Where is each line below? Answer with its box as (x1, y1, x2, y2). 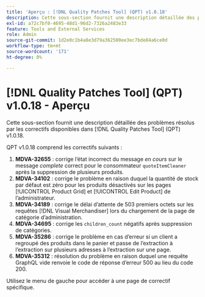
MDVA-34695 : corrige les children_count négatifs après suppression (15, 220, 192, 227)
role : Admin (6, 32, 37, 38)
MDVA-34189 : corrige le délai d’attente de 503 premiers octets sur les (15, 200, 194, 208)
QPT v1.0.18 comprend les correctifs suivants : (6, 144, 123, 151)
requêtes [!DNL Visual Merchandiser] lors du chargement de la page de (15, 207, 195, 214)
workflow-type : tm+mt (6, 43, 62, 49)
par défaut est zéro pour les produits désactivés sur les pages (15, 181, 171, 189)
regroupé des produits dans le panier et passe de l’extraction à (15, 239, 173, 246)
